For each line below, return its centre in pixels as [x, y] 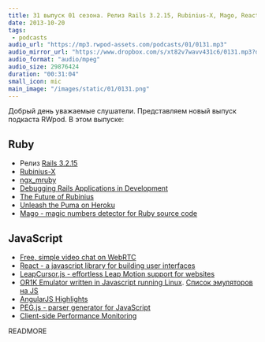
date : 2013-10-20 [37, 23]
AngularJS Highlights [54, 299]
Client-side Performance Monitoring [78, 316]
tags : [17, 30]
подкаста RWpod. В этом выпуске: [66, 120]
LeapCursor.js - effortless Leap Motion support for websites [117, 274]
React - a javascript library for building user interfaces [107, 266]
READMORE [28, 331]
